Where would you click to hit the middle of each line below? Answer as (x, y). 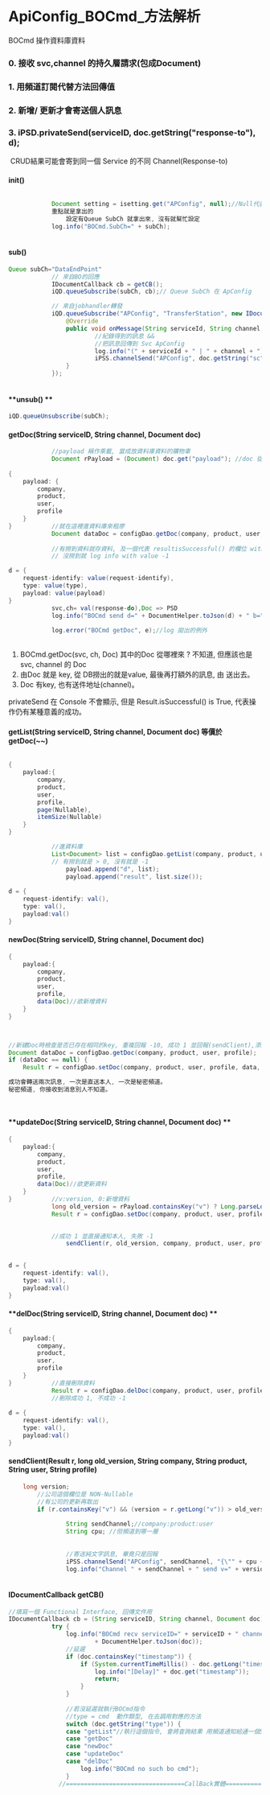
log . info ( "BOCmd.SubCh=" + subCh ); (111, 226)
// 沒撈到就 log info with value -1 (110, 556)
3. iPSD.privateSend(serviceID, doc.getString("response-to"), (132, 132)
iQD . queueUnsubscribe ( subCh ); (59, 416)
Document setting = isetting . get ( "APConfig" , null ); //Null (152, 204)
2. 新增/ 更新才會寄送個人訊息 (65, 110)
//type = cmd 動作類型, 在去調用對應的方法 (133, 1716)
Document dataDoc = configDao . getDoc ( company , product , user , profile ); (133, 1052)
